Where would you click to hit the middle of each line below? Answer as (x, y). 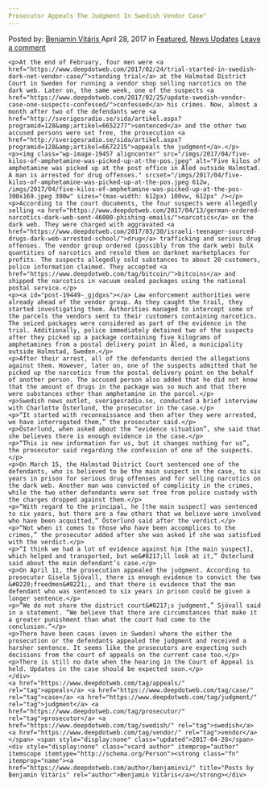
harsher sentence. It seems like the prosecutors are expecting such (128, 648)
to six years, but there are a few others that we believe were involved (135, 514)
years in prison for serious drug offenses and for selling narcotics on (135, 478)
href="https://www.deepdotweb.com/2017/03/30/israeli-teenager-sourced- (133, 231)
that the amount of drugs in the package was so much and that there (128, 387)
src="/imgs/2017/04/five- (207, 154)
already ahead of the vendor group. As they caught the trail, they (126, 302)
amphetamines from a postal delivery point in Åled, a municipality (126, 344)
